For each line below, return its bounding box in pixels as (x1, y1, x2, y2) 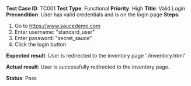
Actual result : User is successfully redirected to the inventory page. (6, 63, 170, 70)
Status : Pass (6, 75, 37, 81)
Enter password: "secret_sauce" (14, 35, 92, 41)
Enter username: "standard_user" (14, 28, 95, 35)
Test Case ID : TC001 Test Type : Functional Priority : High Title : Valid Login (6, 5, 186, 12)
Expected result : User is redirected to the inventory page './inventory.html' (6, 52, 186, 59)
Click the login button (14, 41, 66, 48)
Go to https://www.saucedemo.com (14, 23, 101, 29)
